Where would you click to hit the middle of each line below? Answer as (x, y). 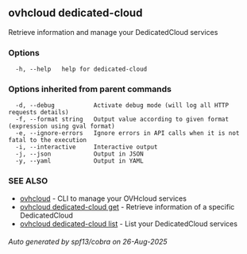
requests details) (39, 113)
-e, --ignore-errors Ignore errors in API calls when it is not (127, 133)
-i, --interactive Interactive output (87, 147)
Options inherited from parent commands (90, 89)
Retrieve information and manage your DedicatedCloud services (113, 32)
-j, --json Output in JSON (80, 154)
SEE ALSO (28, 181)
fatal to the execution (48, 140)
